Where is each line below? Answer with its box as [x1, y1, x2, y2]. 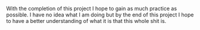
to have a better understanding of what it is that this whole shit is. [6, 18, 167, 24]
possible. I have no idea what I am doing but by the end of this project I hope [6, 11, 194, 18]
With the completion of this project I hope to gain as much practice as [6, 5, 177, 12]
